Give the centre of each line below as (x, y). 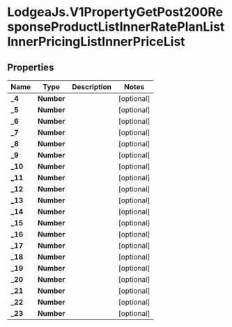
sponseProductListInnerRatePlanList (116, 27)
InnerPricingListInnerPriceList (96, 42)
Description (92, 87)
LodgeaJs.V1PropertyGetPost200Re (115, 12)
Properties (31, 67)
